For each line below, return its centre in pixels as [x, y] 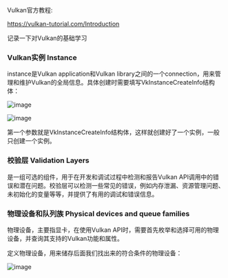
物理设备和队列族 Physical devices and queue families [99, 213]
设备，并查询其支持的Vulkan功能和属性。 [65, 238]
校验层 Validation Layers [48, 160]
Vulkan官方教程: [30, 10]
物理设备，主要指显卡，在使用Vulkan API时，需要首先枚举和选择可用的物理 [113, 230]
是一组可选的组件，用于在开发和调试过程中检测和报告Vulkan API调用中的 [110, 177]
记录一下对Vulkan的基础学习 [47, 38]
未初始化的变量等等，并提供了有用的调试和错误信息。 [83, 194]
